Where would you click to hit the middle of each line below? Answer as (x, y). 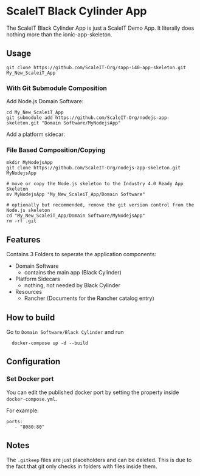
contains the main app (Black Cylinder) (73, 273)
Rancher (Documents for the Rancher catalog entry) (89, 298)
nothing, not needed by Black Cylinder (72, 285)
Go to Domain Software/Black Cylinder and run (65, 331)
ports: (15, 421)
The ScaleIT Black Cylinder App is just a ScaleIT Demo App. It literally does (100, 28)
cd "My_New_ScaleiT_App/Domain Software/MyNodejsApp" (76, 216)
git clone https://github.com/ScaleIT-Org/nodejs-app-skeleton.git (94, 168)
